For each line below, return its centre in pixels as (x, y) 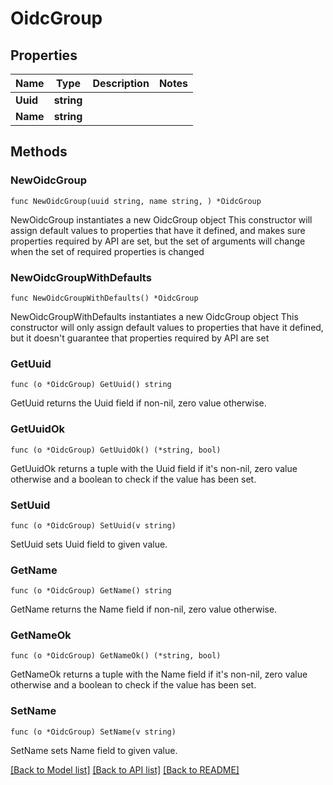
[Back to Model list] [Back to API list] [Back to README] (125, 769)
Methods (39, 152)
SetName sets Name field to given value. (94, 750)
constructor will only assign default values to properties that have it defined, (167, 327)
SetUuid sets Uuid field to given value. (89, 544)
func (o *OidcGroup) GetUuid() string (91, 385)
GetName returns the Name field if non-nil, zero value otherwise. (144, 609)
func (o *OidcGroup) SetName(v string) (93, 732)
